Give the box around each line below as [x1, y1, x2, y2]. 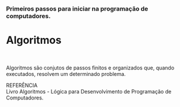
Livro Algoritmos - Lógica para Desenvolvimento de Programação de [6, 88, 172, 95]
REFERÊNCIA [6, 81, 38, 89]
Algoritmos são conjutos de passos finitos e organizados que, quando [6, 64, 175, 71]
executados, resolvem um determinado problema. [6, 70, 126, 77]
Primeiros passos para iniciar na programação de [6, 5, 148, 13]
